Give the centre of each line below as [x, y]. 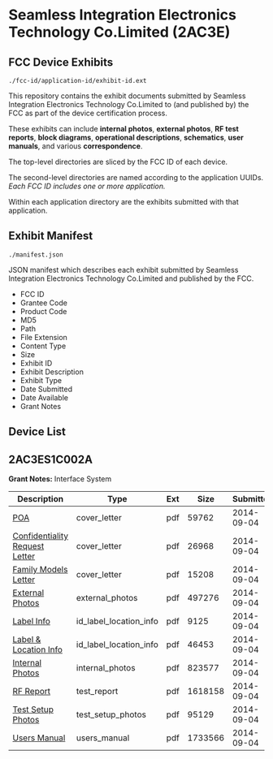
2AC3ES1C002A [51, 459]
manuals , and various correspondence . [76, 146]
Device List [37, 432]
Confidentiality [41, 536]
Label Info [32, 621]
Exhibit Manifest [51, 236]
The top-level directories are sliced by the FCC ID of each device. [118, 162]
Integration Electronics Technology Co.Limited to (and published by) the [129, 104]
